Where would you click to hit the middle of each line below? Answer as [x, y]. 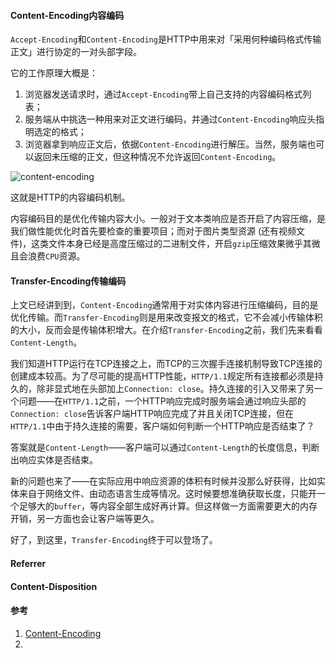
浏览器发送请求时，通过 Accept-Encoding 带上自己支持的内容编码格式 [163, 94]
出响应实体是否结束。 [54, 460]
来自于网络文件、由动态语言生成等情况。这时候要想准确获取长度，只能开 [167, 494]
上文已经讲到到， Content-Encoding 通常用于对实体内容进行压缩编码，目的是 [164, 305]
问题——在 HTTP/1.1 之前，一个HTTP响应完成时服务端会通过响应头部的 [162, 401]
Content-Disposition [54, 586]
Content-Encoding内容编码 [67, 15]
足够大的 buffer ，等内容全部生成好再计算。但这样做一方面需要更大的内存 [168, 506]
